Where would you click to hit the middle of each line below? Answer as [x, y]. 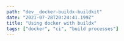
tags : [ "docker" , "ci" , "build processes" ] [63, 29]
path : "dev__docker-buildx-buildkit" [54, 12]
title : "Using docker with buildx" [52, 23]
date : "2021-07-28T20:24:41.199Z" [50, 17]
